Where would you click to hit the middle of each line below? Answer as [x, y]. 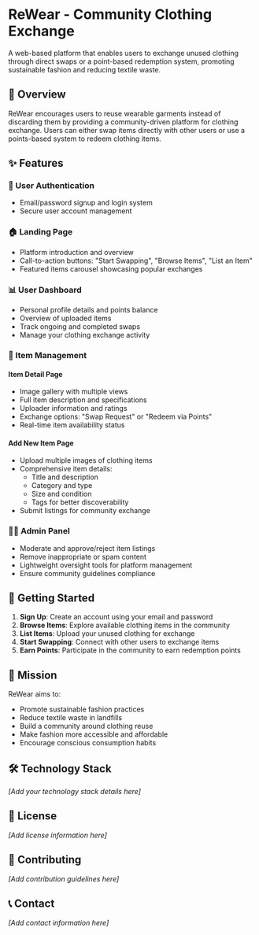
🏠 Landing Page [41, 232]
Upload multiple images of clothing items [86, 460]
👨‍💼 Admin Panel [39, 531]
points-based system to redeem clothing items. [85, 139]
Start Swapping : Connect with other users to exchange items [119, 642]
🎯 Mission [33, 675]
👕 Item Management [48, 355]
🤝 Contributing [45, 860]
